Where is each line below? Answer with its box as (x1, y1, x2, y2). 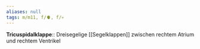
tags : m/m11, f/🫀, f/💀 (6, 14, 64, 20)
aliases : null (6, 8, 42, 15)
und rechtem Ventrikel (6, 37, 61, 44)
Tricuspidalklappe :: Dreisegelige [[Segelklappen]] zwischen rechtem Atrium (6, 30, 195, 38)
